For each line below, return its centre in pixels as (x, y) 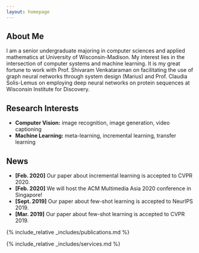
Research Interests (43, 108)
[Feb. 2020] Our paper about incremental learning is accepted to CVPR (104, 176)
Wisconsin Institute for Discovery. (48, 89)
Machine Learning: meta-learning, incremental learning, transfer (96, 136)
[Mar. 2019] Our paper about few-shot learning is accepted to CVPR (100, 214)
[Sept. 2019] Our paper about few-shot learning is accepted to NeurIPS (104, 201)
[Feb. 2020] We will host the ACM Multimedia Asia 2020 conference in (103, 188)
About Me (25, 37)
